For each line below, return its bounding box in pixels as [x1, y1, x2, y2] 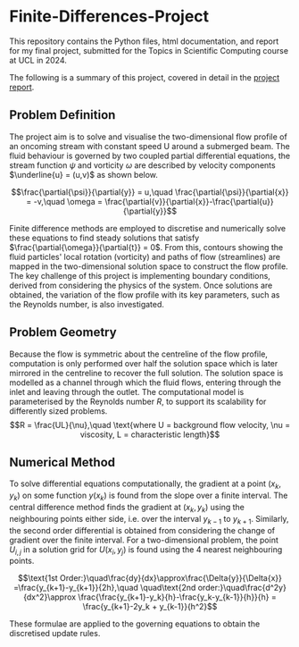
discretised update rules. [9, 628, 101, 639]
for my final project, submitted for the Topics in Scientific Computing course [9, 45, 288, 55]
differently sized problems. [9, 405, 108, 416]
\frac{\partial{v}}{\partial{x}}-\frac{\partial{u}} [104, 196, 274, 206]
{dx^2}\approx [23, 592, 77, 602]
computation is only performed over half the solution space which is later [9, 357, 278, 368]
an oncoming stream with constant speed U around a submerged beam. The [9, 140, 290, 151]
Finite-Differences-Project [9, 6, 210, 27]
